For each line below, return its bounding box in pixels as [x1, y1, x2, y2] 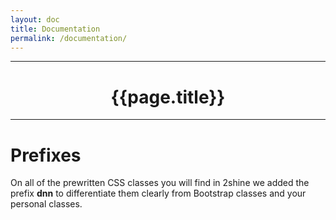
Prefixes [10, 144, 82, 166]
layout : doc [10, 14, 60, 25]
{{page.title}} [110, 86, 226, 108]
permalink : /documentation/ [10, 33, 128, 43]
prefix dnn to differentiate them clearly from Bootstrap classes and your [10, 187, 307, 200]
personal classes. [10, 198, 83, 210]
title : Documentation [10, 24, 101, 34]
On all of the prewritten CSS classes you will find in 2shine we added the [10, 177, 310, 189]
